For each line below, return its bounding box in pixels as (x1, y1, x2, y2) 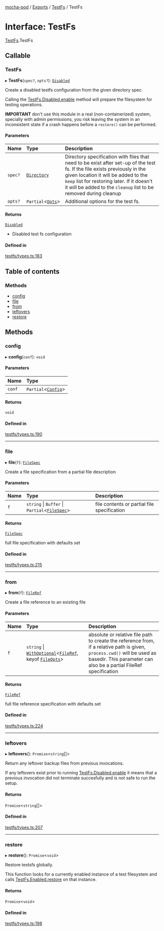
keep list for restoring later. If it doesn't (65, 178, 153, 184)
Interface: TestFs (5, 22, 76, 32)
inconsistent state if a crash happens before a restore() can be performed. (5, 121, 157, 127)
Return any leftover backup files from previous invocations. (5, 760, 124, 766)
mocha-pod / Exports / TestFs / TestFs (5, 4, 83, 10)
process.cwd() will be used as (88, 649, 157, 656)
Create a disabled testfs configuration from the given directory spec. (5, 87, 143, 92)
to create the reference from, (88, 637, 155, 644)
